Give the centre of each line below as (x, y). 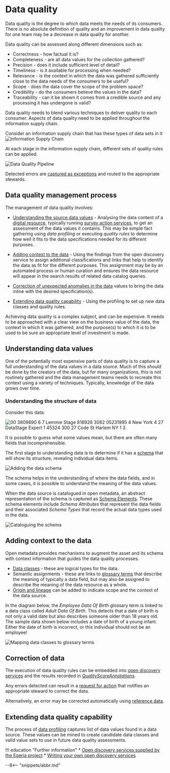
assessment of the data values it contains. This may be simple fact (82, 228)
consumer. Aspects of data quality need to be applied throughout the (78, 118)
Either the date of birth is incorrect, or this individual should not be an (78, 627)
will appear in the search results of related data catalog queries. (79, 276)
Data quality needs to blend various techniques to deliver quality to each (81, 113)
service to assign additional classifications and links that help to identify (88, 260)
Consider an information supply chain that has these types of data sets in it (84, 133)
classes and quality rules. (39, 306)
